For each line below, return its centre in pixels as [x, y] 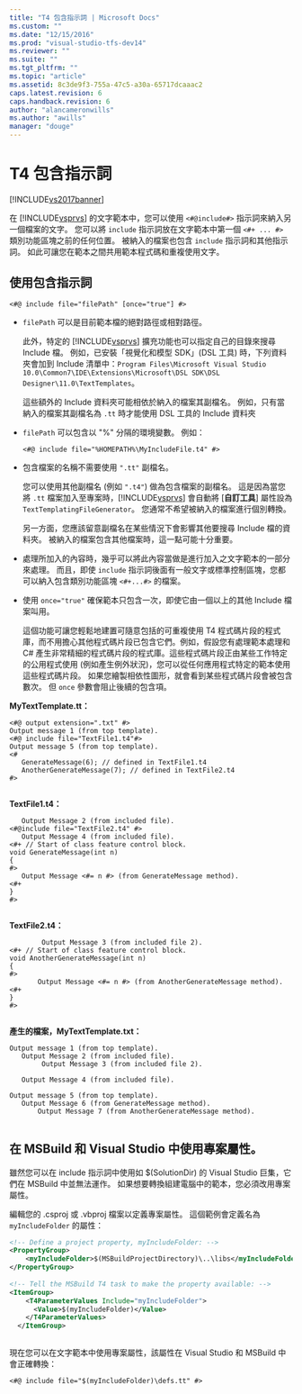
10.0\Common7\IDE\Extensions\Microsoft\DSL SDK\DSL [121, 373]
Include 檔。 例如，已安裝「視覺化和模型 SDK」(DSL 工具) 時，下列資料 [155, 352]
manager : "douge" [42, 127]
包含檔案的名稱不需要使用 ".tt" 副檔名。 [98, 467]
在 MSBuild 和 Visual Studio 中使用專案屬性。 [136, 1149]
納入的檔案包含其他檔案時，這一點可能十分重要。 [147, 539]
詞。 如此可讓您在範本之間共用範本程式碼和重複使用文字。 [117, 251]
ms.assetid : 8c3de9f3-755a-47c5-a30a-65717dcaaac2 [106, 85]
